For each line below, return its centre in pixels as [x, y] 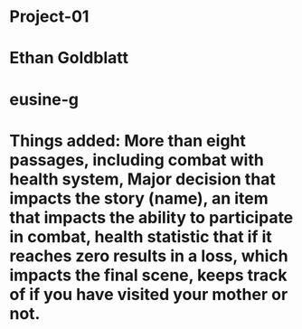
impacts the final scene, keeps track [148, 275]
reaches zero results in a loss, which [149, 256]
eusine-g [44, 99]
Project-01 [49, 17]
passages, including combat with [137, 160]
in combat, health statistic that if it [141, 236]
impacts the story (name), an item [139, 198]
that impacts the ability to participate [151, 217]
